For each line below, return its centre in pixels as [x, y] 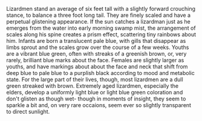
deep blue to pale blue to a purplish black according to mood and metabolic [100, 73]
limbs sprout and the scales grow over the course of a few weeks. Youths [98, 47]
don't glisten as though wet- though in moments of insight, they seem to [96, 99]
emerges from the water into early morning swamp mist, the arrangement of [101, 28]
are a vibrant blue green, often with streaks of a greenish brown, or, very [96, 54]
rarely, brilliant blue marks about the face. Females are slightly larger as [95, 60]
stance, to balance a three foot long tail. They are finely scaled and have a [99, 15]
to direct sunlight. [28, 112]
